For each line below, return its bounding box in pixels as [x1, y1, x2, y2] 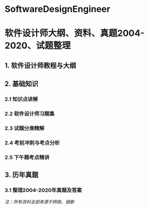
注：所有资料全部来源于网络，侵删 [4, 199, 74, 205]
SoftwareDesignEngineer [4, 3, 110, 15]
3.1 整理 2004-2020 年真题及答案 [4, 187, 82, 194]
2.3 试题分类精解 [4, 125, 45, 132]
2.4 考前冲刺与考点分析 [4, 139, 60, 146]
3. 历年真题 [4, 171, 39, 179]
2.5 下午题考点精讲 [4, 154, 50, 160]
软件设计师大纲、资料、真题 [4, 28, 118, 39]
